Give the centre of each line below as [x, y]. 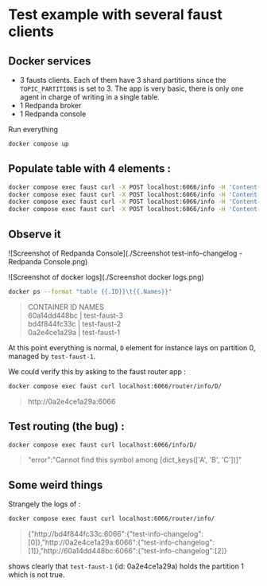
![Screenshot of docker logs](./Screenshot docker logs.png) [106, 277]
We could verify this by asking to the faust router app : [97, 371]
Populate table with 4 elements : [90, 169]
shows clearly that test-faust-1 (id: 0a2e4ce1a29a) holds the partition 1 [126, 566]
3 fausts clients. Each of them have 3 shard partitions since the [123, 80]
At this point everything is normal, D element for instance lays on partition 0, [132, 347]
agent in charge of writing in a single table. [90, 97]
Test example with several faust [115, 15]
